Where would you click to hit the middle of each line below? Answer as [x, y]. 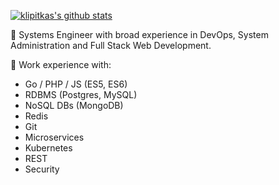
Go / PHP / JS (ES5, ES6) [76, 84]
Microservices [54, 137]
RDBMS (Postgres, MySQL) [81, 94]
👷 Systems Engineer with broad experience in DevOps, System [139, 34]
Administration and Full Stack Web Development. [111, 45]
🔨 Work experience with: [61, 64]
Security [42, 169]
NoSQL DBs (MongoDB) [74, 105]
